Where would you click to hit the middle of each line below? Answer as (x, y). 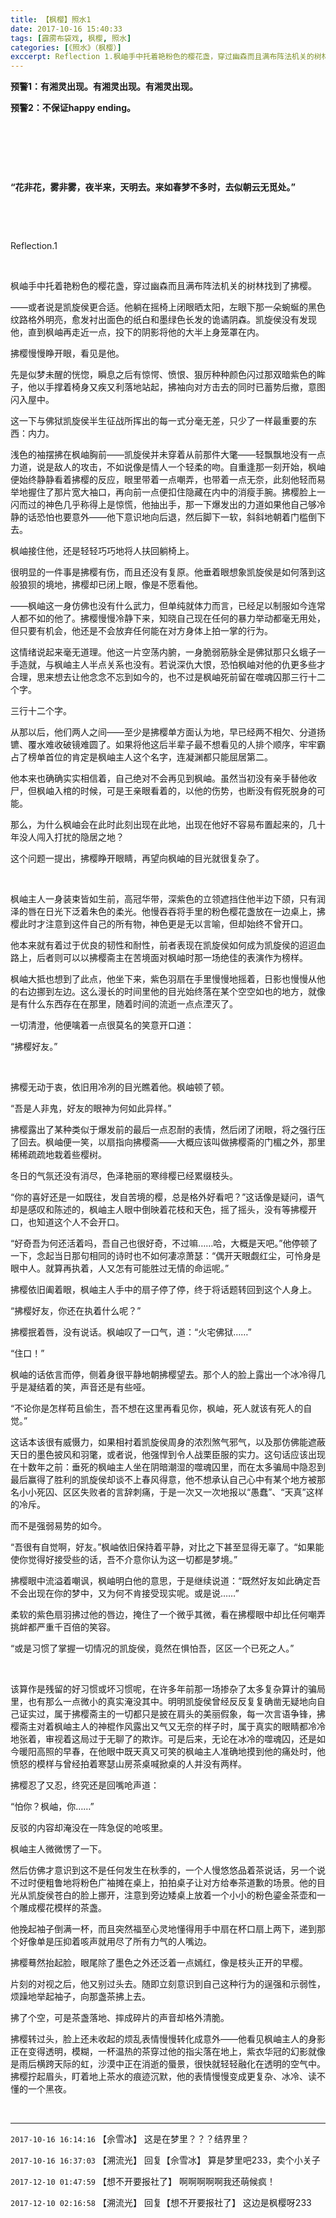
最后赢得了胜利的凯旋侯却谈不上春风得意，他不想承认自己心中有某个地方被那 (168, 1480)
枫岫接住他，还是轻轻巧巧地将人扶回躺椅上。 (102, 551)
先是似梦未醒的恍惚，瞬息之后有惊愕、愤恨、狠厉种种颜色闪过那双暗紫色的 (163, 375)
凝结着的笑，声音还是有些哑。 (89, 1387)
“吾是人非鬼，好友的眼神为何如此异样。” (91, 1108)
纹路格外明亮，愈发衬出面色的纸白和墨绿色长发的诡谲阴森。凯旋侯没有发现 (163, 320)
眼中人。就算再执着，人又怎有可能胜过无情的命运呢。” (120, 1268)
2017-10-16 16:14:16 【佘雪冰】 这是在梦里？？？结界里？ (130, 2139)
